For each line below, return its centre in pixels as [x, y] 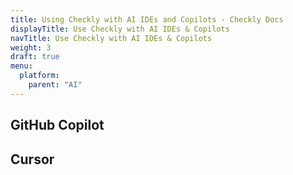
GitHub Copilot [57, 125]
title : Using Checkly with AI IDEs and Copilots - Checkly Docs [147, 19]
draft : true [35, 57]
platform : [39, 76]
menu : [21, 66]
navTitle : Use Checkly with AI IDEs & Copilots [111, 38]
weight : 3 [31, 47]
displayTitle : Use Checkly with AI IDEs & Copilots [120, 29]
